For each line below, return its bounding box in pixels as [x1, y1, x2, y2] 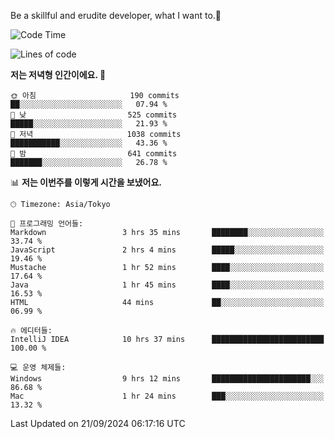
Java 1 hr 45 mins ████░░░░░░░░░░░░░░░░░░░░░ [10, 280, 325, 290]
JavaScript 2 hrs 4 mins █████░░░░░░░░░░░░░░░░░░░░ [10, 245, 325, 255]
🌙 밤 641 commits [10, 149, 178, 159]
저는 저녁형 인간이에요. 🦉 [10, 69, 107, 80]
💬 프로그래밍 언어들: [10, 219, 84, 229]
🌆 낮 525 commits [10, 110, 178, 120]
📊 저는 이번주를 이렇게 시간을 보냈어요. [10, 176, 163, 188]
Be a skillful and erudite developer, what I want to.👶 [10, 10, 222, 21]
